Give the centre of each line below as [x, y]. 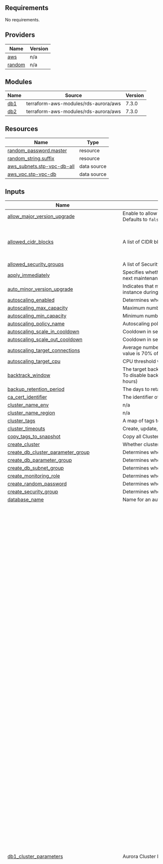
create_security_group [33, 492]
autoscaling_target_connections [44, 350]
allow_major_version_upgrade [41, 216]
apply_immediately [29, 275]
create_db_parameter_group [40, 460]
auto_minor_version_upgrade [40, 289]
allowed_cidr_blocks [31, 242]
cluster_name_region [31, 413]
